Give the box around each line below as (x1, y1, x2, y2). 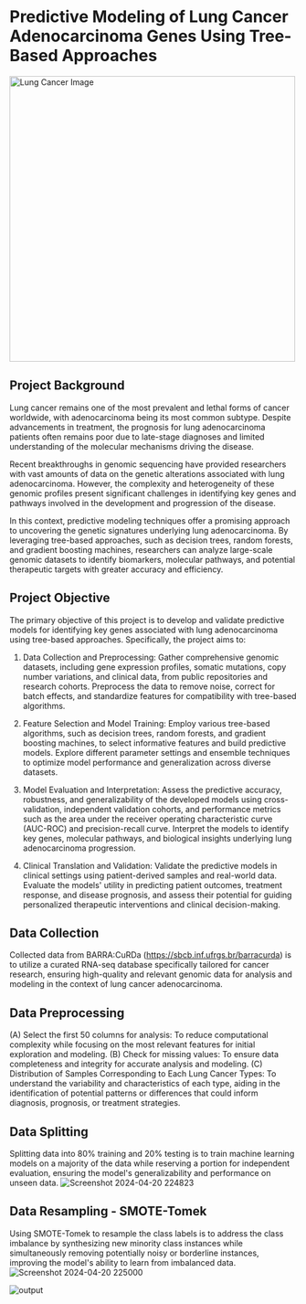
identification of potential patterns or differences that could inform (9, 1087, 259, 1098)
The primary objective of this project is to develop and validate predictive (9, 614, 285, 625)
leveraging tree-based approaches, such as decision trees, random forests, (9, 535, 294, 546)
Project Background (9, 377, 125, 394)
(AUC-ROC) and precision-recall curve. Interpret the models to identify (22, 822, 290, 833)
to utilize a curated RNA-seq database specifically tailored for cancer (9, 959, 269, 970)
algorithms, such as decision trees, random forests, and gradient (22, 727, 267, 738)
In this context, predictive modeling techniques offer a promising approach (9, 514, 290, 526)
